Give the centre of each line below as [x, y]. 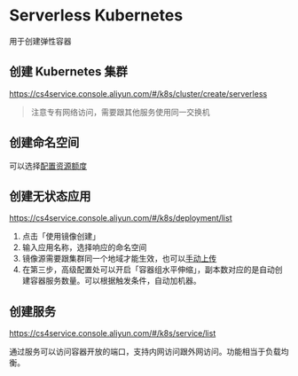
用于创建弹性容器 [40, 41]
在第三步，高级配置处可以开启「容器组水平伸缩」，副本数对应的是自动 [148, 270]
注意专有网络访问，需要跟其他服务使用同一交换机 [120, 112]
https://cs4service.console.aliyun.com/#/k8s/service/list [113, 333]
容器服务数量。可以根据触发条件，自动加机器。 [115, 281]
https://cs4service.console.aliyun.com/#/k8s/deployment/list [121, 218]
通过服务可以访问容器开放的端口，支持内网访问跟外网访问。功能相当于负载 [145, 352]
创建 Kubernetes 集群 [69, 72]
